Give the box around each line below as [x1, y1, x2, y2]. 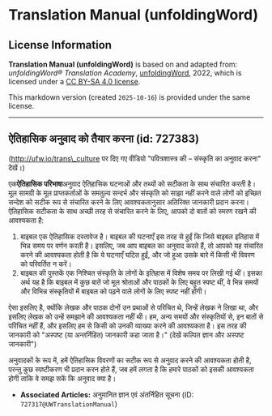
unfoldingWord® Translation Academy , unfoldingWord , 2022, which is [8, 68, 242, 78]
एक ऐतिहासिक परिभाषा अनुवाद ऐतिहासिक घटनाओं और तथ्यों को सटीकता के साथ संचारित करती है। [8, 178, 257, 188]
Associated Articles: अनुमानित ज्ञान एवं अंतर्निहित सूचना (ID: [19, 389, 194, 399]
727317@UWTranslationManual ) [19, 399, 118, 409]
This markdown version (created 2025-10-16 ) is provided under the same [8, 92, 251, 102]
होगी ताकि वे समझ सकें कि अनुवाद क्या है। [8, 373, 117, 383]
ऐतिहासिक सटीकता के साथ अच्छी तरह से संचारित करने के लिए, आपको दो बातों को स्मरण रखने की [8, 206, 257, 216]
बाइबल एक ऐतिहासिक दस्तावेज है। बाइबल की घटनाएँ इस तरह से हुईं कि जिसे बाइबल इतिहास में [19, 231, 260, 241]
